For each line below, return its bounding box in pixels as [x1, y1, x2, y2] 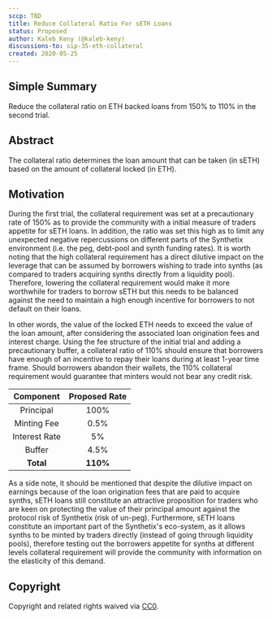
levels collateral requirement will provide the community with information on [8, 547, 262, 557]
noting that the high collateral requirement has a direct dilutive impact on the [8, 252, 264, 262]
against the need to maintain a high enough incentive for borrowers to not [8, 295, 255, 305]
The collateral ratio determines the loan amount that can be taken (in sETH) [8, 155, 261, 165]
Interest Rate [12, 431, 61, 442]
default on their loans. [8, 304, 82, 314]
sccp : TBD [8, 11, 42, 20]
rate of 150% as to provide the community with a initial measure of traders [8, 217, 257, 228]
